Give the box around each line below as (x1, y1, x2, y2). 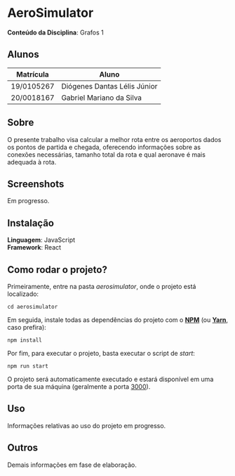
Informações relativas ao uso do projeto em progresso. (7, 421, 166, 430)
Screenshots (7, 178, 65, 190)
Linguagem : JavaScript (7, 236, 76, 244)
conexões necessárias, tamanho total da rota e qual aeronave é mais (7, 150, 206, 159)
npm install (7, 337, 42, 344)
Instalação (7, 217, 55, 229)
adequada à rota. (7, 157, 57, 166)
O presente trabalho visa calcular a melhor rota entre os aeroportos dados (7, 135, 222, 143)
